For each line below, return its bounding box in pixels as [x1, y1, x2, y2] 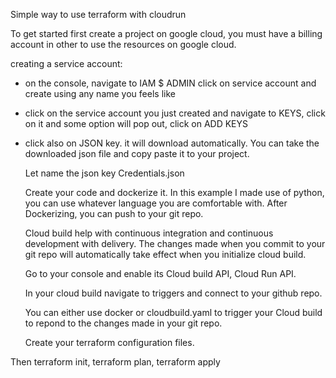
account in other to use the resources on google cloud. [10, 39, 237, 50]
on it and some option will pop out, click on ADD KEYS [24, 118, 249, 129]
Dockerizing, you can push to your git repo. [24, 208, 204, 219]
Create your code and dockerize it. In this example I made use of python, [24, 187, 325, 198]
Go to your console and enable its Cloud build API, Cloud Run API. [24, 268, 297, 279]
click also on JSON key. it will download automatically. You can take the [24, 137, 320, 149]
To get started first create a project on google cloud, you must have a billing [10, 28, 323, 39]
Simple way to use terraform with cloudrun [10, 9, 187, 20]
